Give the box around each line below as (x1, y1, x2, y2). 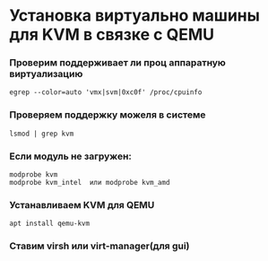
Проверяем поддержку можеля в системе (9, 109, 206, 121)
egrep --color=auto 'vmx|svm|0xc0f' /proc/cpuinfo (9, 88, 203, 97)
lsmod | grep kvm (9, 129, 74, 138)
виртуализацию (9, 68, 83, 81)
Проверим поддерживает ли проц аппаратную (9, 57, 227, 69)
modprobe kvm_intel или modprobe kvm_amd (9, 178, 170, 187)
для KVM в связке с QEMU (9, 24, 215, 45)
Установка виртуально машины (9, 5, 260, 26)
